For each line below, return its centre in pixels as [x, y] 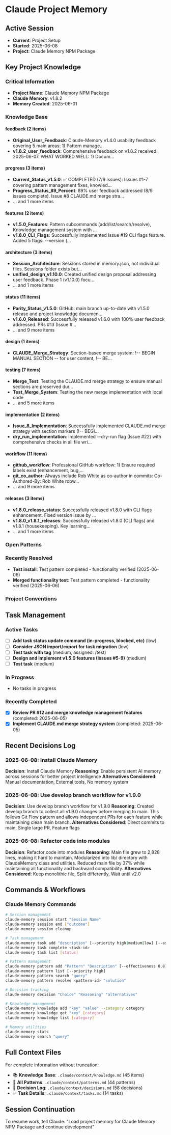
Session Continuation [40, 1109]
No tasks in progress [34, 688]
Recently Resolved [29, 558]
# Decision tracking [27, 990]
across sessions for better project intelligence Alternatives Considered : [81, 777]
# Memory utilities [26, 1027]
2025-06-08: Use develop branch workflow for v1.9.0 [73, 795]
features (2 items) [25, 213]
